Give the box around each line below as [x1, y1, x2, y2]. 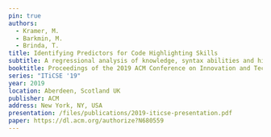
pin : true [8, 11, 42, 20]
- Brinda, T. [15, 42, 60, 50]
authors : [8, 19, 38, 27]
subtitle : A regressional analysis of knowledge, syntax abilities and [8, 57, 254, 65]
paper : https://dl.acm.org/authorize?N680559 [8, 117, 164, 125]
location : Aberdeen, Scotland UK [8, 86, 121, 95]
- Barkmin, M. [15, 34, 63, 43]
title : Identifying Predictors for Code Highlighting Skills [8, 49, 219, 57]
